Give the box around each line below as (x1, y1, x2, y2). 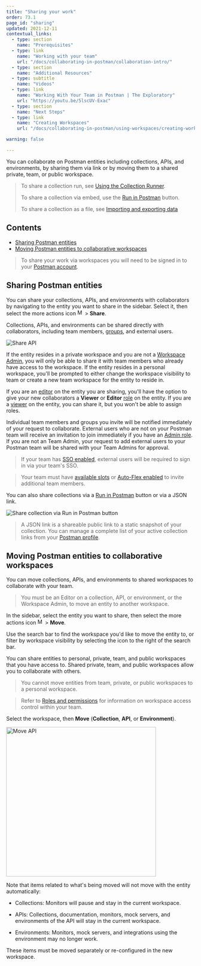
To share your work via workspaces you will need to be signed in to (20, 257, 187, 264)
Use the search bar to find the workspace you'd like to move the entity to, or (6, 630, 194, 638)
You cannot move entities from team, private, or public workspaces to (20, 679, 193, 687)
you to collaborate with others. (6, 668, 82, 675)
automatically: (6, 888, 41, 895)
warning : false (6, 136, 44, 142)
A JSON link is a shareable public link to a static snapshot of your (20, 521, 182, 528)
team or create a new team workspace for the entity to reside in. (6, 376, 165, 383)
